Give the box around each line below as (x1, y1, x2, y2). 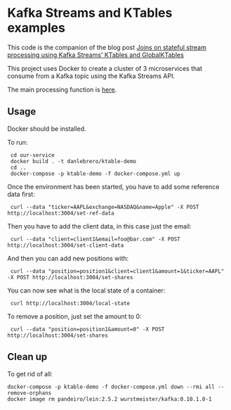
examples (7, 20, 65, 36)
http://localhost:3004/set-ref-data (7, 210, 114, 217)
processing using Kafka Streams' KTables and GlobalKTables (7, 51, 184, 59)
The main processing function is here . (7, 85, 117, 94)
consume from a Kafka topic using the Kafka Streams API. (7, 72, 176, 80)
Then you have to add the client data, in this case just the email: (7, 222, 192, 230)
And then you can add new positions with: (7, 254, 129, 262)
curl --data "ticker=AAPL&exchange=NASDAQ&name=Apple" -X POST (10, 203, 199, 210)
